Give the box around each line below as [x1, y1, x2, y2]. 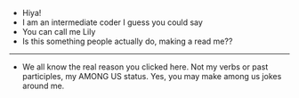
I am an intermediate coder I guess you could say [21, 17, 203, 28]
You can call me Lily [21, 27, 96, 37]
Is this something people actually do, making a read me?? [21, 36, 233, 46]
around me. [21, 80, 65, 91]
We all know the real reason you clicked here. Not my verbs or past [21, 61, 269, 72]
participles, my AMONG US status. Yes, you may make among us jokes [21, 71, 282, 81]
